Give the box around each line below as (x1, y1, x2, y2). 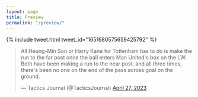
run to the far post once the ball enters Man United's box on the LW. (20, 54, 187, 61)
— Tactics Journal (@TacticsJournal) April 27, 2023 (20, 85, 147, 92)
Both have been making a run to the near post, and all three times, (20, 60, 182, 67)
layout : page (6, 8, 39, 15)
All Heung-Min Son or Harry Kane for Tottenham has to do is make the (20, 48, 193, 55)
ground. (20, 73, 40, 80)
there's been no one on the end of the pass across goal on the (20, 67, 174, 74)
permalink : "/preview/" (6, 20, 65, 26)
